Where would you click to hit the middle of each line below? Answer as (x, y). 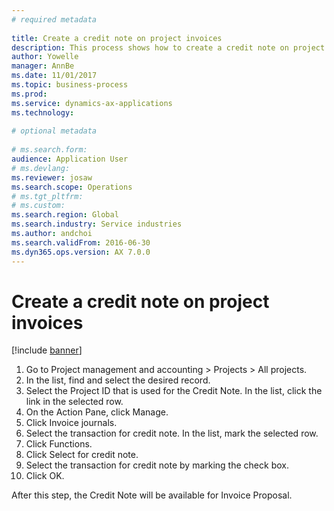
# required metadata (54, 19)
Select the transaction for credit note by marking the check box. (157, 465)
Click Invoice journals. (71, 423)
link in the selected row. (74, 402)
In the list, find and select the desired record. (118, 380)
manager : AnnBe (43, 66)
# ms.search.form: (49, 150)
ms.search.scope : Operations (72, 187)
